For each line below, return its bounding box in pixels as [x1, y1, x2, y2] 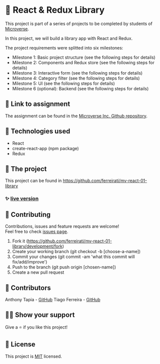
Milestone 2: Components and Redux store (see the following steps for [12, 59, 155, 65]
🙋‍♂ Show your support [5, 311, 75, 319]
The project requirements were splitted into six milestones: [5, 45, 123, 51]
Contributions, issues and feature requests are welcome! [5, 223, 119, 230]
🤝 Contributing [5, 210, 51, 219]
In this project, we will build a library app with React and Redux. [5, 35, 133, 41]
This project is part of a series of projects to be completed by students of [5, 21, 153, 26]
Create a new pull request [12, 269, 65, 275]
